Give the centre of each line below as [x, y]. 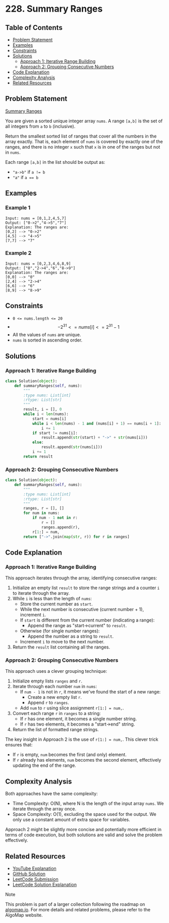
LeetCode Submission [36, 879]
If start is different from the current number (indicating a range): [87, 620]
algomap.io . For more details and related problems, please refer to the [78, 910]
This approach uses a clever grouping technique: [56, 671]
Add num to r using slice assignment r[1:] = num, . [72, 708]
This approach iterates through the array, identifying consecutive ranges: [81, 578]
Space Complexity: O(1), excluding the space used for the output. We [84, 814]
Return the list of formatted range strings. [56, 730]
